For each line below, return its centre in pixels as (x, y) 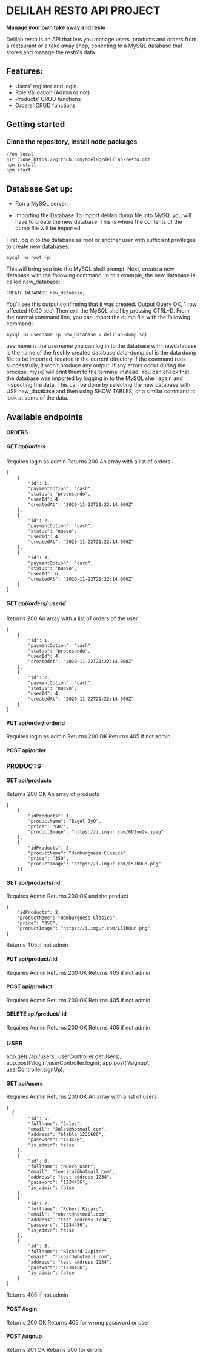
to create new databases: (38, 246)
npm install (21, 165)
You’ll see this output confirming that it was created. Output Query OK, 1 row (101, 304)
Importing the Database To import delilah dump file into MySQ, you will (103, 215)
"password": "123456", (57, 1140)
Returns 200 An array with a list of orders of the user (72, 618)
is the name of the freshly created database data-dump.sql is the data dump (101, 353)
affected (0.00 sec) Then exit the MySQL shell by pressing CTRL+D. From (98, 311)
